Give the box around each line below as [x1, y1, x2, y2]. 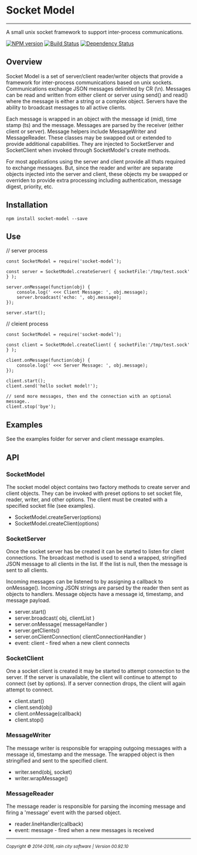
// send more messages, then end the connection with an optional [6, 394, 172, 400]
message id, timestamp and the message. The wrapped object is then [6, 751, 175, 758]
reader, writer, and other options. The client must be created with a [6, 495, 168, 503]
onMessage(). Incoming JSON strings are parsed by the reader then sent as [6, 584, 189, 591]
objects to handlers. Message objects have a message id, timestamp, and [6, 591, 184, 598]
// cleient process [6, 320, 49, 327]
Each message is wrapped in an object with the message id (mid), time [6, 115, 177, 122]
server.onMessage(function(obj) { [6, 284, 91, 290]
